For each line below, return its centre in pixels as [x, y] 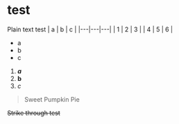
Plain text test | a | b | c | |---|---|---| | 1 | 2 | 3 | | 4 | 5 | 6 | [90, 29]
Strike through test [34, 113]
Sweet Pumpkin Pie [52, 99]
